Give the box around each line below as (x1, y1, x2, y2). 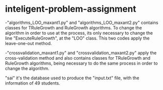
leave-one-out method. (5, 40, 52, 46)
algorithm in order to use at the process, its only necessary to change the (5, 30, 153, 36)
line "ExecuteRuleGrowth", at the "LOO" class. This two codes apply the (5, 35, 150, 41)
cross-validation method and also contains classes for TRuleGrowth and (5, 55, 151, 61)
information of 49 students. (5, 80, 60, 86)
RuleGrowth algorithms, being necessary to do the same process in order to (5, 60, 158, 66)
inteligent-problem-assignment (5, 3, 136, 15)
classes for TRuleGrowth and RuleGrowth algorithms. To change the (5, 24, 142, 30)
